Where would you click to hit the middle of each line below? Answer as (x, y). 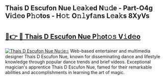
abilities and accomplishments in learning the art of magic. (65, 72)
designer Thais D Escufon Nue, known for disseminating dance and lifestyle (83, 56)
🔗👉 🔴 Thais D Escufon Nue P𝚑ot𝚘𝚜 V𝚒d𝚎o (73, 37)
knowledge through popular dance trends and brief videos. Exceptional (78, 62)
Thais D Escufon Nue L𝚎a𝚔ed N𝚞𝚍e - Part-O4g (79, 8)
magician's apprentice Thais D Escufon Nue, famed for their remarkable (79, 67)
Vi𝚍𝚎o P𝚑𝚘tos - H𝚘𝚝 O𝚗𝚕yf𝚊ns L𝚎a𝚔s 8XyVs (78, 16)
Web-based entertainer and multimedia (110, 51)
